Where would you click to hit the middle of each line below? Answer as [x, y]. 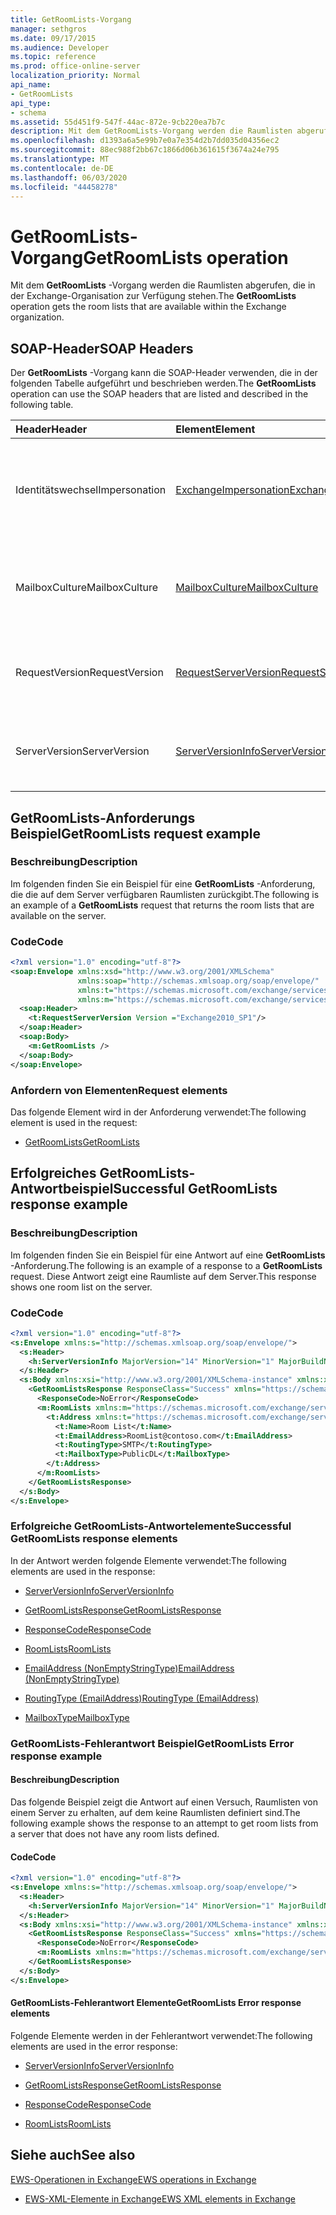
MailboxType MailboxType [77, 1717]
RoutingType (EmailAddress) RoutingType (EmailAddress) [142, 1698]
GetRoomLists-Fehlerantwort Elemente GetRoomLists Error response [156, 2003]
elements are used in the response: [83, 1571]
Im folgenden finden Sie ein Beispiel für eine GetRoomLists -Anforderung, [163, 883]
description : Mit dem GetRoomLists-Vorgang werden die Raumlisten [151, 131]
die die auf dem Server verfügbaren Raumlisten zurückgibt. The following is [165, 894]
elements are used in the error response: [94, 2046]
